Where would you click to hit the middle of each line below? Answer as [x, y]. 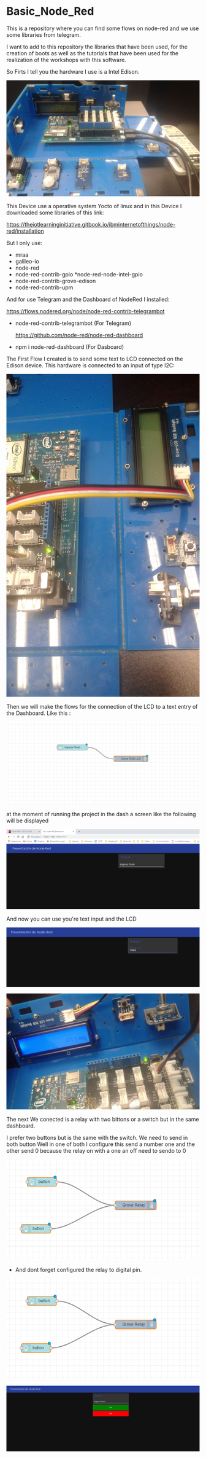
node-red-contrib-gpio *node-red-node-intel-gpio [79, 275]
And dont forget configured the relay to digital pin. [78, 1270]
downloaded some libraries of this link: [55, 212]
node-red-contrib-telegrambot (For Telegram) [73, 323]
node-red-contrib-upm [44, 287]
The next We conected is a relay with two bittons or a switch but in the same [103, 1120]
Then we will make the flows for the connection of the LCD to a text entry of [102, 706]
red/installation [25, 231]
